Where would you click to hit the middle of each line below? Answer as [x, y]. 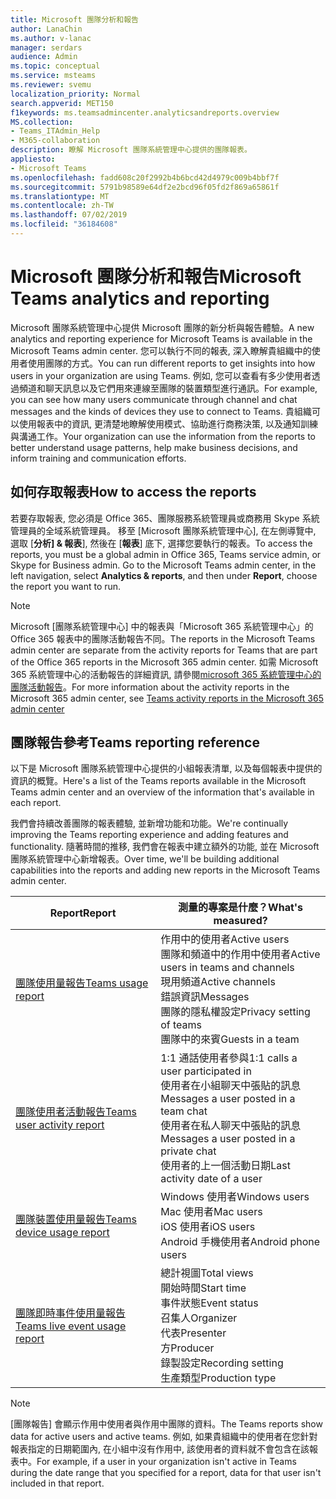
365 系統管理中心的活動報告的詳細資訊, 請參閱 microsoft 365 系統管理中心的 [166, 674]
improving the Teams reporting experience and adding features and [149, 835]
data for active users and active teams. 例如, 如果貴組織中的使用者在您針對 [164, 1437]
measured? [240, 921]
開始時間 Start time [203, 1288]
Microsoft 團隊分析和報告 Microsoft [156, 277]
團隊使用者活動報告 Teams [76, 1112]
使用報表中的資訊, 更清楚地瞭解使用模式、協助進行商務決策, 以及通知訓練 [168, 423]
